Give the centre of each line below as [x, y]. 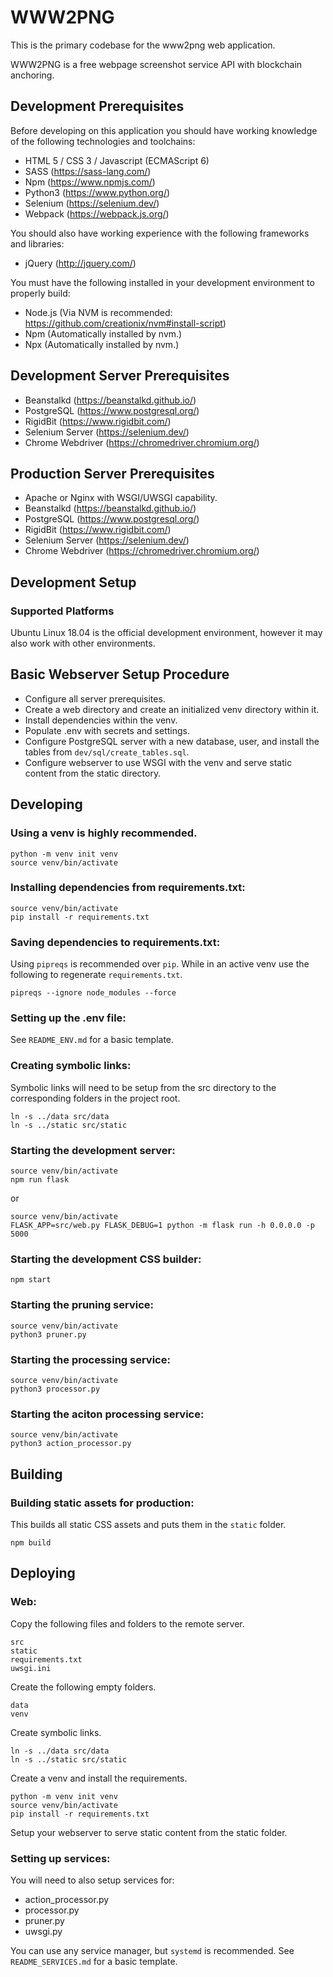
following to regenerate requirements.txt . [96, 975]
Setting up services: [60, 1858]
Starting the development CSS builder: [106, 1259]
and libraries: [37, 243]
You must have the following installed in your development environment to [162, 282]
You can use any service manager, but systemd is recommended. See [152, 1950]
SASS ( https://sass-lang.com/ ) [88, 171]
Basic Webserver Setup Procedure [120, 674]
